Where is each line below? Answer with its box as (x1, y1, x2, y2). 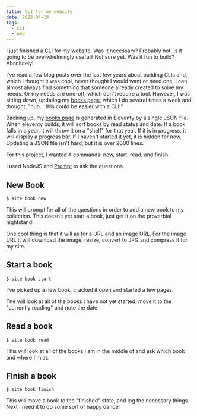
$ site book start (6, 276, 52, 282)
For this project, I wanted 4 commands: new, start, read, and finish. (6, 151, 170, 158)
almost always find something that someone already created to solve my (6, 84, 184, 91)
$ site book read (6, 337, 49, 343)
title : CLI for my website (6, 8, 73, 15)
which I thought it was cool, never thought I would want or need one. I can (6, 78, 188, 85)
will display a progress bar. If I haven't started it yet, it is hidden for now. (6, 133, 182, 140)
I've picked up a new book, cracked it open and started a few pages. (6, 286, 174, 293)
